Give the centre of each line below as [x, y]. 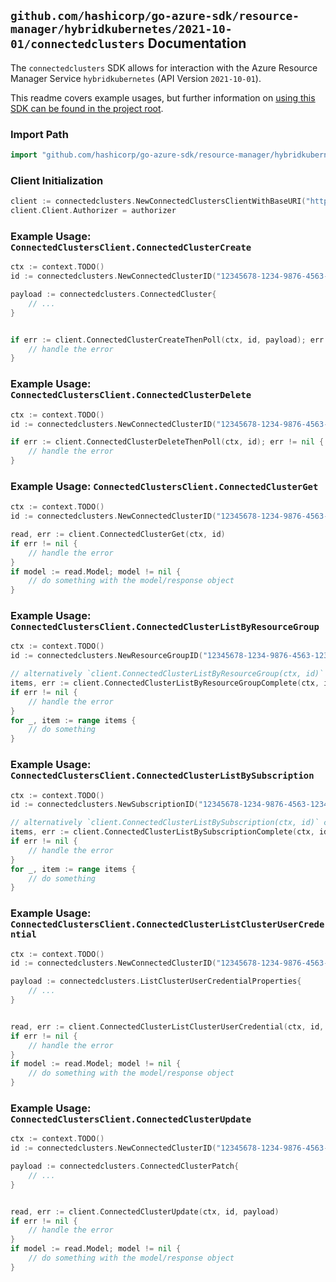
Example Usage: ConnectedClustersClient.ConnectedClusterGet [164, 486]
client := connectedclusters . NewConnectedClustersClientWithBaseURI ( [158, 201]
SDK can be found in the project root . [87, 108]
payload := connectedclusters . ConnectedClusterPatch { [125, 1166]
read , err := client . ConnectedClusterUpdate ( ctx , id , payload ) [145, 1211]
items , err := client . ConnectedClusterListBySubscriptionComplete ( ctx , [162, 832]
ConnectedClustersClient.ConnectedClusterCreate [131, 247]
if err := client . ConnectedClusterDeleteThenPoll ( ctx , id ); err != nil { [167, 442]
